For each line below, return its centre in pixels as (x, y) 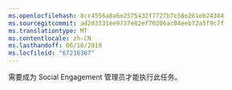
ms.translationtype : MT (48, 31)
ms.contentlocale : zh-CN (50, 38)
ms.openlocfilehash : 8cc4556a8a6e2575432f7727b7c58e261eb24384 (116, 16)
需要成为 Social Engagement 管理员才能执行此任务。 (95, 77)
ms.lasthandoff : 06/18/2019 (55, 46)
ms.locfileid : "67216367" (51, 53)
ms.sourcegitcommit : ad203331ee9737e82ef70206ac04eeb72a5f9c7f (116, 23)
